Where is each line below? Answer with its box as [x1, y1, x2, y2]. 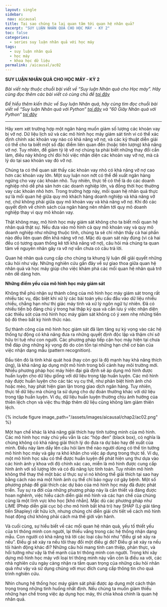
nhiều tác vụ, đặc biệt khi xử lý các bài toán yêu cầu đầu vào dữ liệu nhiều [5, 295, 157, 301]
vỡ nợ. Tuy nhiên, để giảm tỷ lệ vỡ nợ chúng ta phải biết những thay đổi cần [5, 147, 160, 153]
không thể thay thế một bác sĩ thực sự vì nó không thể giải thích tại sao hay [5, 471, 159, 477]
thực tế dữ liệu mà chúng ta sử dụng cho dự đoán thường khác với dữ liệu [5, 389, 156, 395]
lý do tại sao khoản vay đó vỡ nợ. [5, 158, 73, 164]
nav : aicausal [7, 16, 37, 21]
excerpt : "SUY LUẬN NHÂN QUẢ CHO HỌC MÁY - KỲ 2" [5, 26, 110, 31]
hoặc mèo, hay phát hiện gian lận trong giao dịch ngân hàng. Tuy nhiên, [5, 383, 152, 389]
